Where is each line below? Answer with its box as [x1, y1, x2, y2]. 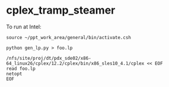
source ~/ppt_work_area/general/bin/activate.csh [6, 34, 132, 40]
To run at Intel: [6, 23, 42, 30]
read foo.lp [6, 66, 36, 72]
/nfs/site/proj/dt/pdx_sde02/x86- [6, 55, 92, 61]
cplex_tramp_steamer [6, 4, 116, 17]
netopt [6, 70, 23, 77]
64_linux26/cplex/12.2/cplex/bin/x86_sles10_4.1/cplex [6, 60, 145, 66]
